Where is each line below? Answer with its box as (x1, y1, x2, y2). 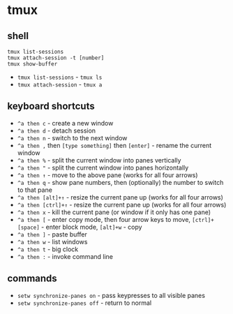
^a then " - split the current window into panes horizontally (17, 163, 189, 172)
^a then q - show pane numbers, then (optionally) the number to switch (17, 178, 224, 186)
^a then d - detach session (17, 126, 96, 135)
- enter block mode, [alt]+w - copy (40, 223, 142, 231)
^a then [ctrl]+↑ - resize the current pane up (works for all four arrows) (17, 200, 227, 209)
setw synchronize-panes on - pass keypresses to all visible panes (17, 291, 206, 299)
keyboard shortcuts (7, 100, 96, 112)
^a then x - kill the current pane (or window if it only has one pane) (17, 208, 211, 216)
